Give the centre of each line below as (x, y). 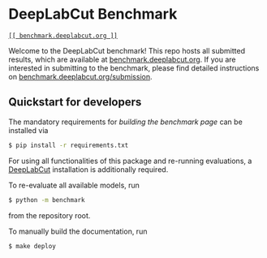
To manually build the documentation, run (78, 231)
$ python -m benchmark (47, 200)
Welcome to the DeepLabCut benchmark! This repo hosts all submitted (127, 50)
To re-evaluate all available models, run (74, 185)
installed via (28, 130)
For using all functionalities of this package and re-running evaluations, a (130, 161)
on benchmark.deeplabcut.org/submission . (80, 76)
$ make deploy (32, 246)
